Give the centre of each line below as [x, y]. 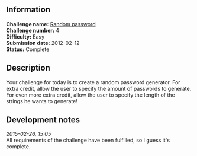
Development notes [43, 120]
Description [28, 68]
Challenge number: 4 [33, 30]
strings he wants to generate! [42, 101]
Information [28, 10]
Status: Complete [28, 49]
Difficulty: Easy [25, 36]
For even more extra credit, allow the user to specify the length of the [91, 95]
